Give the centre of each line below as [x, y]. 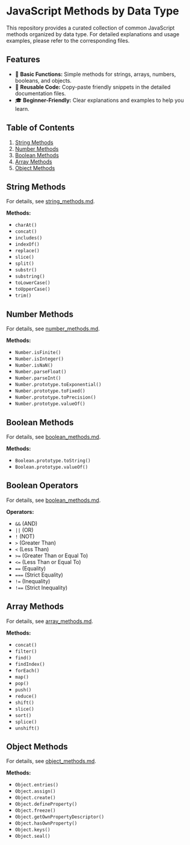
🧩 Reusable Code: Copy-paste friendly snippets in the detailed [93, 87]
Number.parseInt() [38, 378]
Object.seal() [32, 837]
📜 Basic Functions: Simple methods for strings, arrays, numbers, [95, 74]
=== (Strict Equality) [39, 575]
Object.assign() [35, 791]
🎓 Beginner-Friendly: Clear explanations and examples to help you [100, 100]
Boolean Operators [42, 486]
